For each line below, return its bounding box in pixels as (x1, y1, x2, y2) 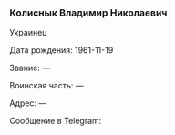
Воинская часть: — (9, 80, 84, 91)
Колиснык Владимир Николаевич (9, 6, 168, 19)
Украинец (9, 27, 47, 38)
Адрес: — (9, 98, 47, 109)
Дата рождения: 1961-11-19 (9, 45, 114, 56)
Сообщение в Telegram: (9, 116, 102, 127)
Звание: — (9, 62, 51, 74)
